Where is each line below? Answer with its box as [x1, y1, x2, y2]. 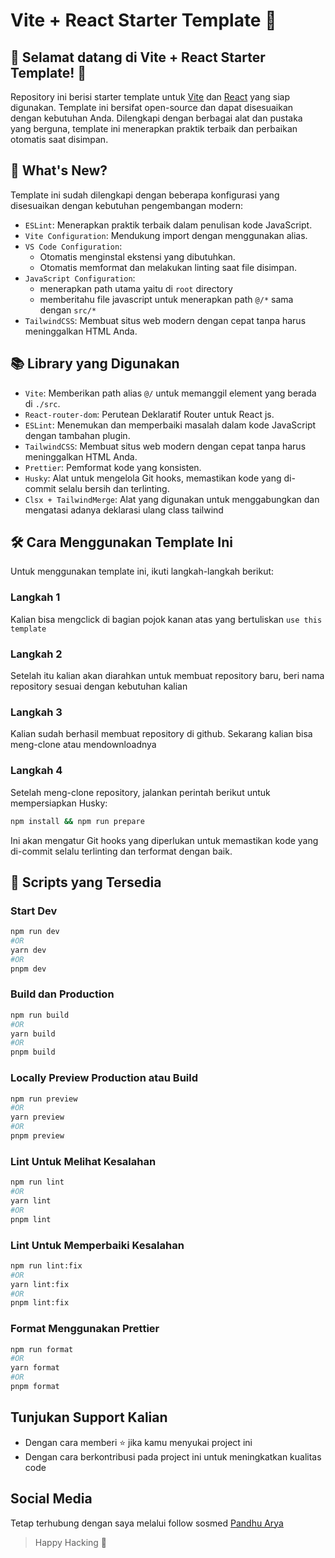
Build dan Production [10, 987, 115, 1001]
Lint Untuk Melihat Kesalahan [10, 1154, 157, 1168]
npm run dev [10, 927, 60, 937]
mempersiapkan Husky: [10, 797, 108, 809]
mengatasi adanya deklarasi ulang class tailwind [24, 504, 224, 516]
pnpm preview [10, 1131, 65, 1141]
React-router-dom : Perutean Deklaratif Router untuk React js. [24, 408, 275, 420]
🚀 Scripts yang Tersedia [10, 874, 162, 891]
